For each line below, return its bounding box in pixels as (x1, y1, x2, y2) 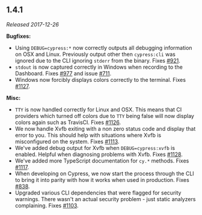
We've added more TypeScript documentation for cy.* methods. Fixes (14, 157, 189, 164)
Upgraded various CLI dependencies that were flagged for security (14, 189, 182, 196)
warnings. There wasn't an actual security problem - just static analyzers (14, 195, 196, 202)
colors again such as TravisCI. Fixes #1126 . (14, 119, 121, 126)
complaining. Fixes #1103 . (14, 202, 79, 209)
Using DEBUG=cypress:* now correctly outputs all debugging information (14, 44, 192, 51)
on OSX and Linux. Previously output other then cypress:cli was (14, 51, 176, 58)
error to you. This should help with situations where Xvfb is (14, 131, 161, 139)
